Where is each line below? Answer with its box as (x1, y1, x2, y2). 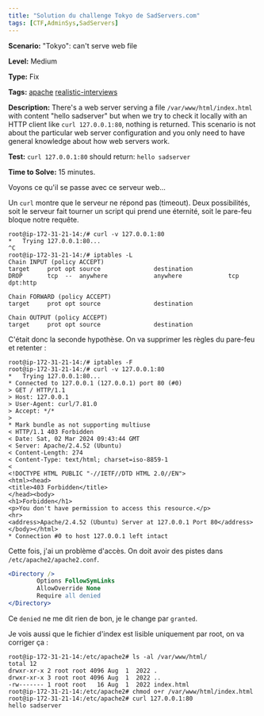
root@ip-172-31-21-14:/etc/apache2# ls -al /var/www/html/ (8, 652, 208, 660)
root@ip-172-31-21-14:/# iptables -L (8, 251, 133, 259)
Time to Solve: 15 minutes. (8, 167, 96, 176)
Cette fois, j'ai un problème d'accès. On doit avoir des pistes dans (8, 546, 224, 555)
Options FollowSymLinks (36, 577, 115, 585)
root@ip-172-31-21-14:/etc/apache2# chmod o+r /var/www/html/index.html (8, 687, 254, 695)
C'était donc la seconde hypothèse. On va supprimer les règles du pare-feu (8, 335, 255, 344)
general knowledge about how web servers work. (8, 136, 170, 145)
